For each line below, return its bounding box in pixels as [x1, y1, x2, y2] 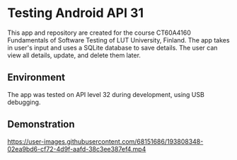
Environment [7, 72, 66, 84]
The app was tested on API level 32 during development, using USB [7, 90, 205, 98]
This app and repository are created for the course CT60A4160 [7, 28, 191, 37]
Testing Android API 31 [7, 5, 144, 21]
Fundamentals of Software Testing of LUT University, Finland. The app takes [7, 35, 230, 44]
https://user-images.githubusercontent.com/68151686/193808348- [7, 137, 204, 146]
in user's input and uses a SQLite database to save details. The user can [7, 43, 218, 52]
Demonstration [7, 118, 76, 130]
